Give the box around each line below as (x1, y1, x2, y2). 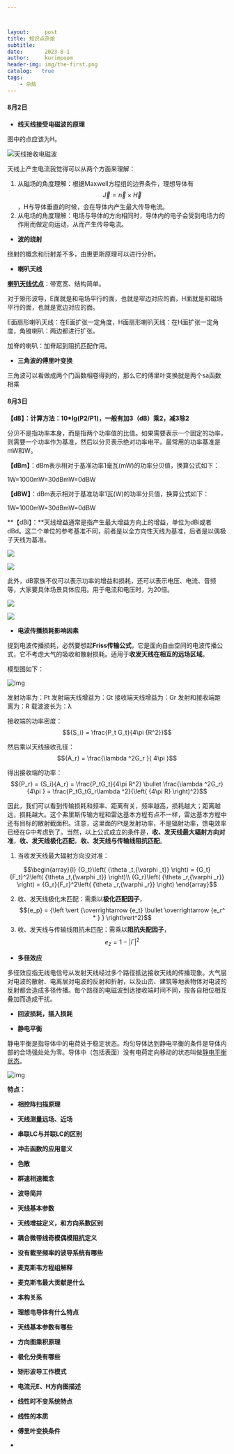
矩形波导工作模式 (17, 1367, 67, 1376)
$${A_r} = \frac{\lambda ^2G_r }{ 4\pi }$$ (56, 754, 178, 763)
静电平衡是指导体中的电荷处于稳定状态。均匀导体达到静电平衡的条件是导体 (7, 1039, 221, 1048)
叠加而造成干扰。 (7, 995, 56, 1003)
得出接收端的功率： (7, 768, 63, 777)
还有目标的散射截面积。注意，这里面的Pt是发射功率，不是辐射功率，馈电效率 (7, 819, 227, 828)
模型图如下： (7, 665, 44, 673)
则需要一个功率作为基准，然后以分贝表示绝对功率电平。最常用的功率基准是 (7, 438, 221, 446)
